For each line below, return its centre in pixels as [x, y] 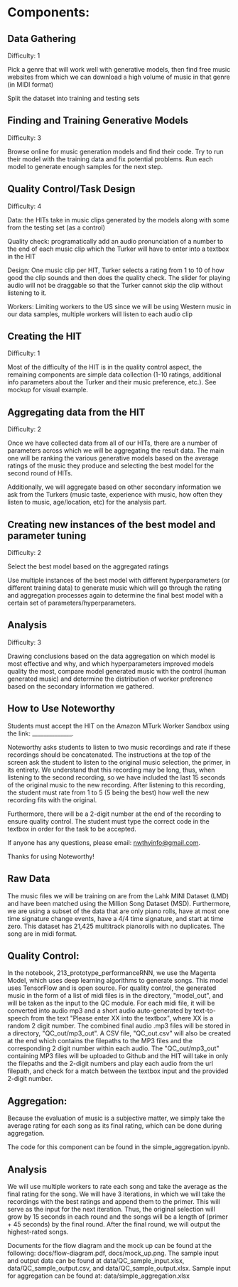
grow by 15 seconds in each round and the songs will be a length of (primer [118, 1217]
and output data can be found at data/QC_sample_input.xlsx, [96, 1260]
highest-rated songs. [38, 1232]
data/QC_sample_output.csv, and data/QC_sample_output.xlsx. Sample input [119, 1268]
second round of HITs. [40, 473]
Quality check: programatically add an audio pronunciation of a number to [115, 241]
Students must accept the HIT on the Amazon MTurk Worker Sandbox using [118, 726]
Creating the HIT [45, 336]
